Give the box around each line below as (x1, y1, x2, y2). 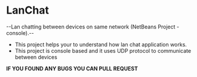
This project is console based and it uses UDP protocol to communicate (14, 47, 192, 54)
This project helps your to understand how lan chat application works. (14, 41, 187, 48)
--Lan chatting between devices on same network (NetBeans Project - (6, 23, 180, 30)
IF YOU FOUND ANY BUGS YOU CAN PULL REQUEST (6, 65, 138, 72)
